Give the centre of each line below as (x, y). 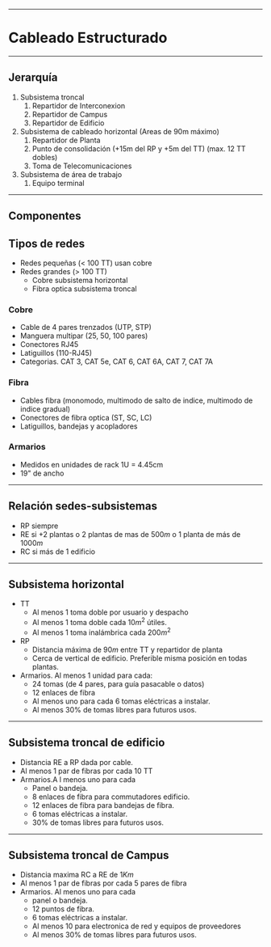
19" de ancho (42, 473)
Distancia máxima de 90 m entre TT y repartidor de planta (127, 649)
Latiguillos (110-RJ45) (56, 353)
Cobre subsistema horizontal (80, 280)
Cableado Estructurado (88, 38)
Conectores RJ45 (49, 345)
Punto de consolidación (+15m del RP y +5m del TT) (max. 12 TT (139, 148)
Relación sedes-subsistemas (83, 506)
